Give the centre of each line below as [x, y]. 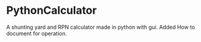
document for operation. [37, 33]
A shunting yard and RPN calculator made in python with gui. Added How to [101, 27]
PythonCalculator [51, 10]
